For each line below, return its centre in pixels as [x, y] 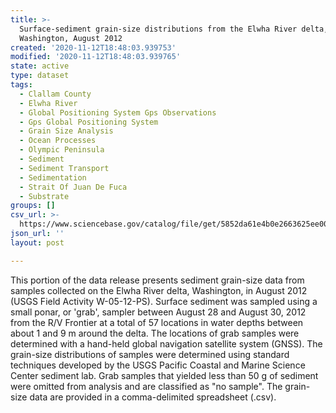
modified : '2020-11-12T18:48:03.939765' [96, 57]
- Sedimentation [53, 177]
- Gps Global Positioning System [89, 122]
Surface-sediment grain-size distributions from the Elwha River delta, [174, 29]
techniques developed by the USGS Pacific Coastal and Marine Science [158, 365]
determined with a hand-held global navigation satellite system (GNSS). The [166, 343]
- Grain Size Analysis [66, 131]
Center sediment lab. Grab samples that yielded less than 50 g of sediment [164, 375]
